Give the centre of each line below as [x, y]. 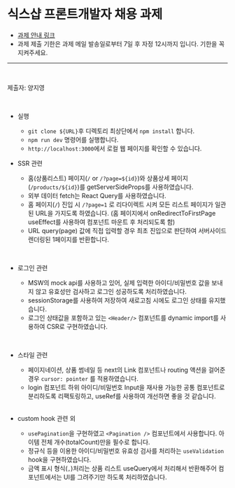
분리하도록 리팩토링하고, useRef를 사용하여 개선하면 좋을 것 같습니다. [122, 396]
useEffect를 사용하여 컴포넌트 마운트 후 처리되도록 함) [101, 222]
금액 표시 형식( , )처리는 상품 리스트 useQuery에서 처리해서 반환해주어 [122, 468]
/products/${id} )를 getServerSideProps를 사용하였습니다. [112, 187]
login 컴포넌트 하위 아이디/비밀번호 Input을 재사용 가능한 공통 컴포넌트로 [126, 387]
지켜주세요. [33, 53]
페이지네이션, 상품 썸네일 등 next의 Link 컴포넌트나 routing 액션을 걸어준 [127, 370]
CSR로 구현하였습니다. [77, 326]
